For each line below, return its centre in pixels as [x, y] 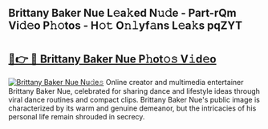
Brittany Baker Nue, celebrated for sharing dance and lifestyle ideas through [134, 91]
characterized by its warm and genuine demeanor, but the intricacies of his [132, 108]
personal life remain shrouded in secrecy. [77, 117]
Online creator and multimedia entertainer [175, 82]
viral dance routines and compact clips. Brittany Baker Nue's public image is [134, 100]
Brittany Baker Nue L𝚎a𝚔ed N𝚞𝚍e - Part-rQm [122, 13]
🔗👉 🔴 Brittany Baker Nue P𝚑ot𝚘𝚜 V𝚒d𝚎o [112, 59]
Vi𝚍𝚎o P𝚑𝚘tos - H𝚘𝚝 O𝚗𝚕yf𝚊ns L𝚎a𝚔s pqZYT [126, 26]
